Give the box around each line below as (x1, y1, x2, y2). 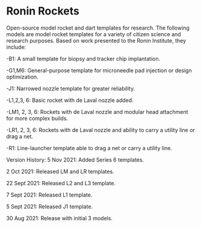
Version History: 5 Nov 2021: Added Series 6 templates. (6, 156, 144, 163)
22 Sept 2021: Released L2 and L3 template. (6, 179, 116, 186)
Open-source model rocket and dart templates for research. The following (6, 24, 190, 31)
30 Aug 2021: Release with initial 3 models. (6, 214, 113, 221)
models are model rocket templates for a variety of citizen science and (6, 30, 182, 37)
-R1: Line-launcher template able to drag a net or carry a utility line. (6, 144, 173, 151)
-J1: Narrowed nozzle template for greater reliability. (6, 84, 135, 92)
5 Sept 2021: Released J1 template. (6, 203, 93, 210)
